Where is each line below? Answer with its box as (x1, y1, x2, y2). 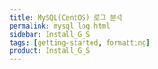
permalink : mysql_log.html (9, 22, 110, 30)
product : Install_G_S (9, 47, 91, 56)
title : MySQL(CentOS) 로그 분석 (9, 13, 123, 22)
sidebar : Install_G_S (9, 30, 91, 39)
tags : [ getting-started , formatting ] (9, 38, 151, 47)
